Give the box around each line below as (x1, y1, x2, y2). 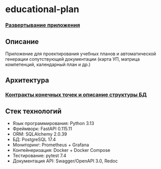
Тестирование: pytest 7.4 (12, 153, 67, 159)
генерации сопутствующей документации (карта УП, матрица (5, 56, 140, 62)
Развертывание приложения (5, 22, 80, 29)
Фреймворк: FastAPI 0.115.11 (12, 125, 72, 132)
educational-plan (5, 4, 79, 15)
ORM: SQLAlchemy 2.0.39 (12, 131, 67, 137)
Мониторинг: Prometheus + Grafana (12, 142, 90, 148)
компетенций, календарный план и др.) (5, 61, 91, 67)
